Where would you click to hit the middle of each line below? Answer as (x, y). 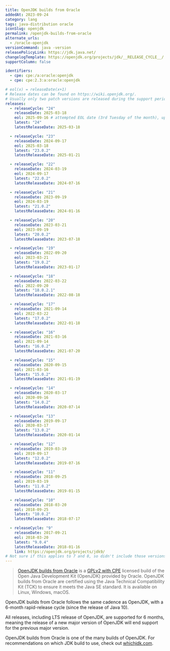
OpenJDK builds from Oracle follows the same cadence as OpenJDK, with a (84, 602)
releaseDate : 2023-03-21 (40, 225)
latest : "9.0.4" (32, 542)
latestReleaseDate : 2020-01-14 (47, 435)
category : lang (21, 19)
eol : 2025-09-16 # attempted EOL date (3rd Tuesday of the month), (87, 118)
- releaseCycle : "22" (33, 164)
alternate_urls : (22, 39)
